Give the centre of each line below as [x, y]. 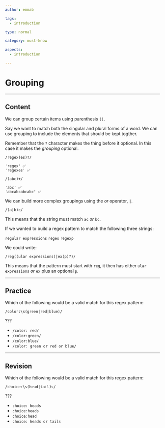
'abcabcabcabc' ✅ [23, 192]
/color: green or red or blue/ [44, 346]
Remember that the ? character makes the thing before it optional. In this [78, 143]
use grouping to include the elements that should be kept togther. [71, 134]
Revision [19, 366]
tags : [11, 18]
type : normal [18, 32]
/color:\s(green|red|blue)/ [34, 312]
